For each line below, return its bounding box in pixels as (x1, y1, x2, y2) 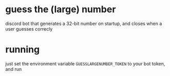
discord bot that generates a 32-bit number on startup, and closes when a (5, 20, 162, 27)
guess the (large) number (5, 4, 116, 15)
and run (5, 66, 22, 72)
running (5, 44, 40, 56)
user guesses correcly (5, 26, 53, 32)
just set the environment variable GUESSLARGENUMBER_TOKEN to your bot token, (5, 60, 165, 67)
